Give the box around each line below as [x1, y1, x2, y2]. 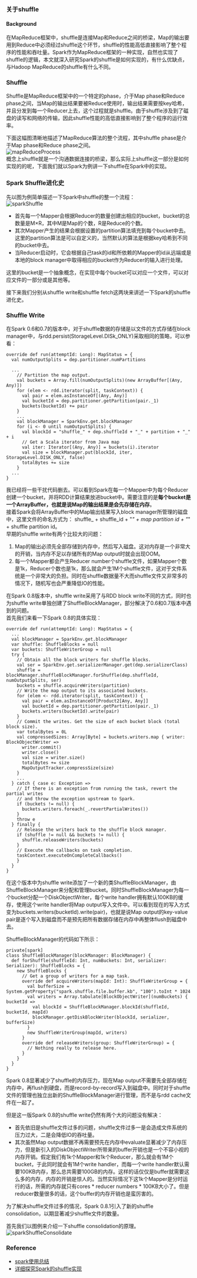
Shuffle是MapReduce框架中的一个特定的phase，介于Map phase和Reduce [6, 92, 185, 99]
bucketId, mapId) [6, 1009, 49, 1016]
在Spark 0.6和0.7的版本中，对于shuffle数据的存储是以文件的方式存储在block [6, 325, 191, 332]
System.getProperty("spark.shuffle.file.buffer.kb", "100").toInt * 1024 [6, 989, 191, 995]
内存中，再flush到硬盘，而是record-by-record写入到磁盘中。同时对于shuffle [6, 1084, 191, 1091]
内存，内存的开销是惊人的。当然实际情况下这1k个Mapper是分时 [30, 1176, 183, 1183]
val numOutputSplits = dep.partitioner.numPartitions [11, 357, 146, 363]
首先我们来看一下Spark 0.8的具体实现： [6, 614, 102, 621]
